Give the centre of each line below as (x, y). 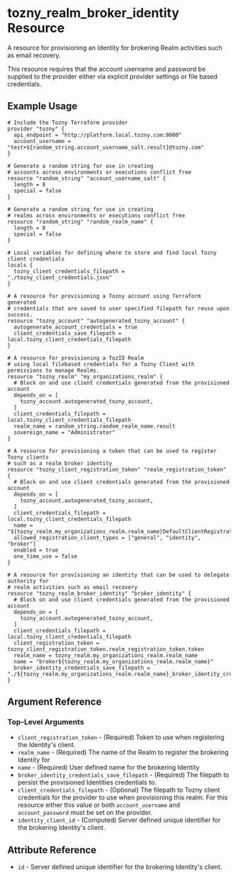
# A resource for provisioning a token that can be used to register (112, 451)
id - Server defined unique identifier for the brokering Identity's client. (120, 867)
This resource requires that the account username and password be (107, 69)
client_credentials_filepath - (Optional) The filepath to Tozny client (119, 790)
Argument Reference (55, 702)
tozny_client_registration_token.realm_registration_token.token (106, 649)
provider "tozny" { (36, 129)
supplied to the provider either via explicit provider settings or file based (113, 76)
